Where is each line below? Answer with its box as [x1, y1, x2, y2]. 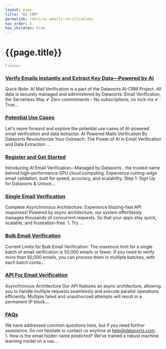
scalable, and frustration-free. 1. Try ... [5, 220, 84, 226]
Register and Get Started [5, 153, 66, 160]
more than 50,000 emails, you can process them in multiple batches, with [5, 254, 155, 260]
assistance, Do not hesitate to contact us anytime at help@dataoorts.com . [5, 328, 158, 334]
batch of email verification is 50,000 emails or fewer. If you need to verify [5, 249, 155, 255]
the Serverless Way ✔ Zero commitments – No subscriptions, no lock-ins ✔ [5, 97, 159, 102]
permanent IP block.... [5, 299, 51, 304]
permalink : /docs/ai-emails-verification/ [5, 16, 94, 21]
